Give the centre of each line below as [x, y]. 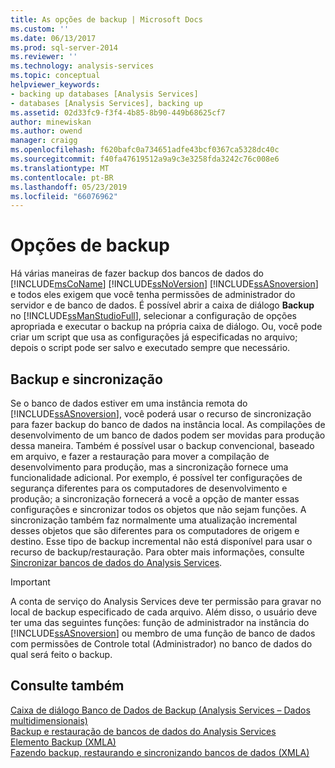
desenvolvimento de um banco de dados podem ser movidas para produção [168, 435]
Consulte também [67, 686]
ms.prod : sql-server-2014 [64, 47]
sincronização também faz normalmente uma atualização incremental [154, 520]
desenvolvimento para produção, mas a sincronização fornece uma [149, 467]
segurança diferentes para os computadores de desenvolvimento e [149, 488]
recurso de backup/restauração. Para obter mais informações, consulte [157, 552]
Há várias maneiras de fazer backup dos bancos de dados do [137, 273]
